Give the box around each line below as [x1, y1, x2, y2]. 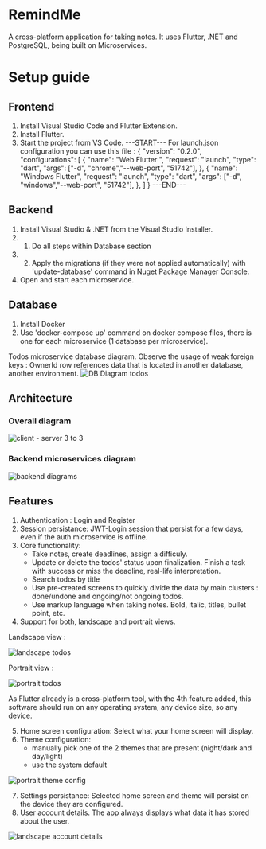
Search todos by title [31, 574, 100, 584]
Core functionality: [19, 541, 81, 551]
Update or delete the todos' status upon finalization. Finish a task [31, 558, 245, 567]
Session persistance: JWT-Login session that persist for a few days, [19, 524, 244, 534]
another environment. [8, 368, 80, 378]
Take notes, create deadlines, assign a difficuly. [31, 549, 189, 559]
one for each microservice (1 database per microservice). [19, 336, 209, 345]
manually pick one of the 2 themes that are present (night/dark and [31, 743, 252, 753]
